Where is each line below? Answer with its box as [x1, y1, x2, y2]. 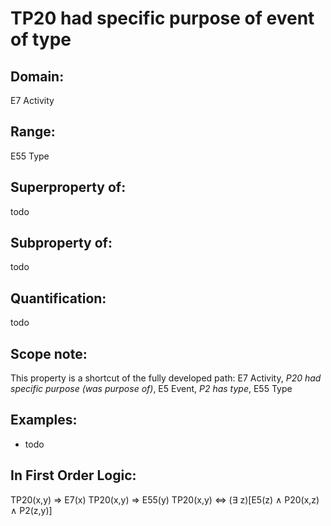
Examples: [10, 412, 78, 429]
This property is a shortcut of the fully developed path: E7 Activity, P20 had [10, 372, 322, 384]
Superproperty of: [10, 179, 127, 196]
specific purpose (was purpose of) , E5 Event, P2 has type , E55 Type [10, 383, 293, 395]
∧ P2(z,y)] [10, 504, 53, 516]
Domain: [10, 68, 65, 85]
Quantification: [10, 290, 107, 307]
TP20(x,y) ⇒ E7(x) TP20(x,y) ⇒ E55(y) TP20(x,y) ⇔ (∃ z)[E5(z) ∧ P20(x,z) [10, 493, 320, 506]
